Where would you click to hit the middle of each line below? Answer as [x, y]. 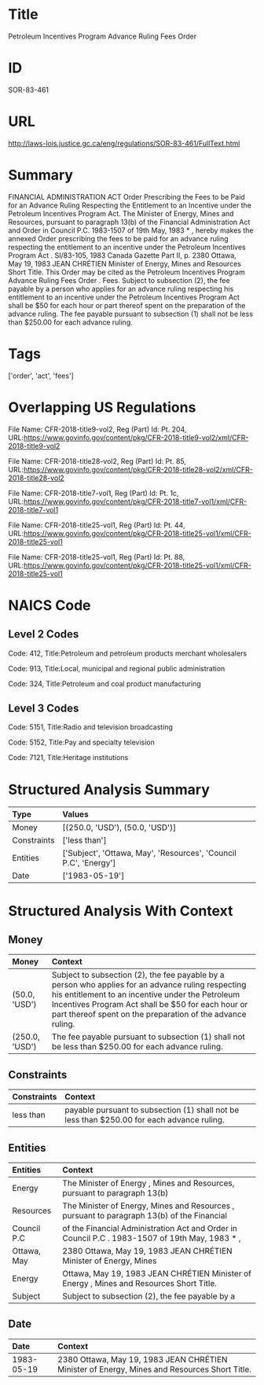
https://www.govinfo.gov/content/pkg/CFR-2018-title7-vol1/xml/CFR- [135, 501]
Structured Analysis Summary [109, 790]
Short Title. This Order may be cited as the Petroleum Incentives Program [126, 272]
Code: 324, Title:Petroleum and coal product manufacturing [105, 683]
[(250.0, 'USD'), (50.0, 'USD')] [119, 828]
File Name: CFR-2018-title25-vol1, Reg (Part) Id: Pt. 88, [97, 557]
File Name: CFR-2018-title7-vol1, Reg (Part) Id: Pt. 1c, [93, 493]
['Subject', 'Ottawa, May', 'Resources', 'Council [150, 853]
